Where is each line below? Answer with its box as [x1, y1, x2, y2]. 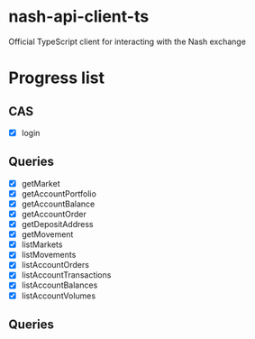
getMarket [21, 178, 60, 188]
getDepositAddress [21, 219, 94, 230]
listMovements [21, 250, 77, 261]
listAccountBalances [21, 279, 98, 290]
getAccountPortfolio [21, 188, 96, 199]
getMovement [21, 229, 74, 240]
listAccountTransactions [21, 270, 112, 280]
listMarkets [21, 239, 63, 250]
